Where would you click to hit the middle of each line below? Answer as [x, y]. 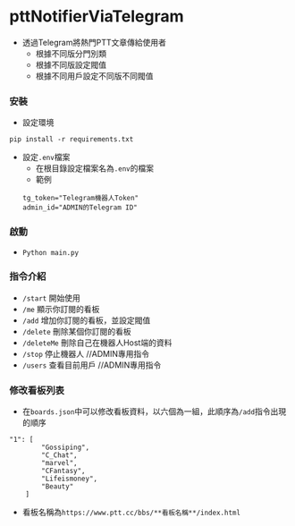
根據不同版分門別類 [71, 53]
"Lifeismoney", [70, 479]
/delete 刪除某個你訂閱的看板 [76, 331]
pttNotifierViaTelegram [97, 17]
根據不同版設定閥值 [71, 64]
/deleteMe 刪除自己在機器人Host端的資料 [97, 343]
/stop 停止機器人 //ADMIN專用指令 [86, 353]
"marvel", [59, 463]
